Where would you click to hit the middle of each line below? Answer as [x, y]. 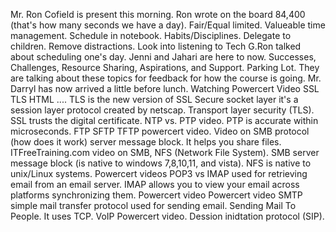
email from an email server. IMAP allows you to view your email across [155, 184]
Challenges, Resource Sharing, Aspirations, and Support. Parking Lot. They [165, 67]
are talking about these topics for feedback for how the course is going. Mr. [166, 78]
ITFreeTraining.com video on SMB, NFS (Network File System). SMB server [165, 152]
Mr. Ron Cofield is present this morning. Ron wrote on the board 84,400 [158, 14]
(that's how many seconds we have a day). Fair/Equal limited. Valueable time [168, 25]
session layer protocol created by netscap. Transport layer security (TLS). [162, 110]
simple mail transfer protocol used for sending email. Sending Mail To [153, 205]
